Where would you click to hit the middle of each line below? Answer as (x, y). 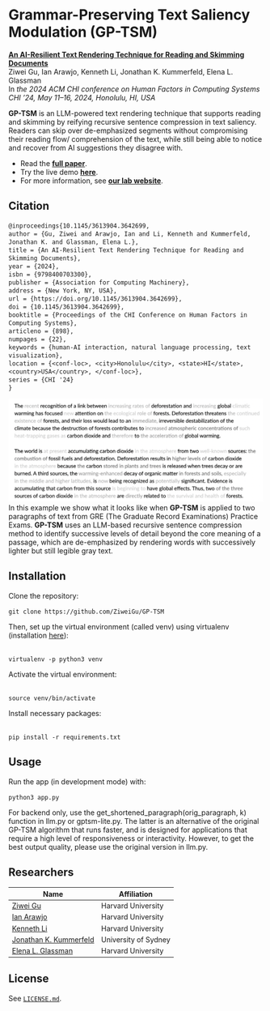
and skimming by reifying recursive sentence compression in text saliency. (133, 122)
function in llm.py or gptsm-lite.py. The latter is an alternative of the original (134, 821)
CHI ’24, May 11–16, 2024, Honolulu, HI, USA (82, 97)
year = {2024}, (34, 266)
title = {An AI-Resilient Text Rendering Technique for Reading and (126, 250)
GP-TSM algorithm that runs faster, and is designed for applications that (128, 830)
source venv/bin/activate (52, 698)
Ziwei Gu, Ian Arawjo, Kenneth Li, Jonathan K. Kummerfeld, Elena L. (121, 71)
